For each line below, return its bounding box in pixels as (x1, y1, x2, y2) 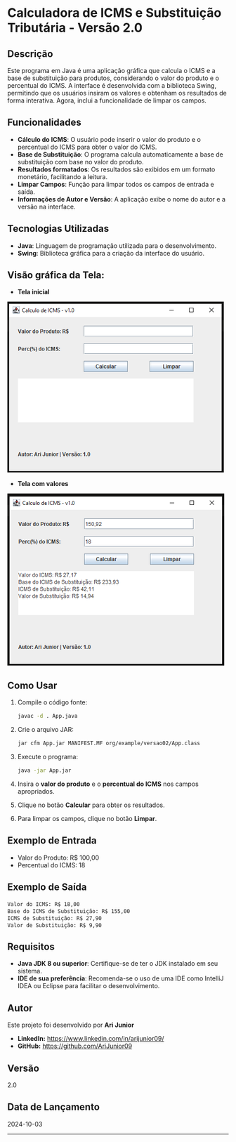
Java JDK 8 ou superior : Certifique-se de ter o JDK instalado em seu (17, 959, 218, 968)
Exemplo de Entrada (7, 834, 97, 847)
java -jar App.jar (17, 767, 72, 774)
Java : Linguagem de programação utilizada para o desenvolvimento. (17, 241, 216, 250)
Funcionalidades (7, 117, 82, 129)
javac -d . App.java (17, 713, 78, 720)
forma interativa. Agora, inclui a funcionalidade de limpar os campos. (7, 96, 207, 105)
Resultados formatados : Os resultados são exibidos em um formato (17, 165, 216, 173)
